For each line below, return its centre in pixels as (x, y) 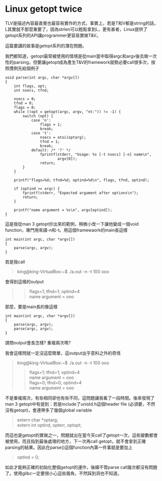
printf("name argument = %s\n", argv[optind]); (63, 210)
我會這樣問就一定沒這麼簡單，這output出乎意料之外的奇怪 (63, 353)
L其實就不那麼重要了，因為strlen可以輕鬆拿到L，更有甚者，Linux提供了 (76, 29)
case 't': (41, 133)
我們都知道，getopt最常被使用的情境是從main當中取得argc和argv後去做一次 (81, 56)
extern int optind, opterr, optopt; (49, 425)
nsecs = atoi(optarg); (63, 137)
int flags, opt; (30, 86)
